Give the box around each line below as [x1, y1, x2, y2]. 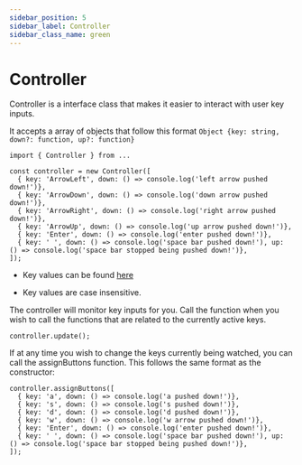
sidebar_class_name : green [9, 30, 111, 39]
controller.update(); [9, 331, 91, 341]
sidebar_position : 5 [9, 13, 87, 23]
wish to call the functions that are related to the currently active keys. [9, 314, 267, 325]
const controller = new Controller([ [9, 167, 151, 176]
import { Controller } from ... [9, 151, 131, 161]
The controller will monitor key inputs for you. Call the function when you [9, 304, 279, 316]
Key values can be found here [22, 270, 133, 281]
